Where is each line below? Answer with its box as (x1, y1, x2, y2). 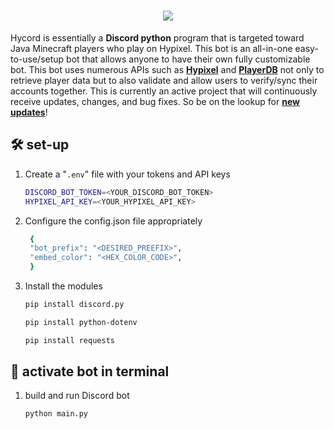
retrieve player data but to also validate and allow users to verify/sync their (10, 74, 318, 86)
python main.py (24, 409, 89, 419)
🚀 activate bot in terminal (10, 363, 170, 380)
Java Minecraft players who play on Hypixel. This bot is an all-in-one (10, 42, 293, 54)
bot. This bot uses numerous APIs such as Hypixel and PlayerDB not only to (10, 63, 325, 75)
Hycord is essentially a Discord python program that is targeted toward (10, 31, 305, 44)
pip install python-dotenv (24, 317, 138, 327)
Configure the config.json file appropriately (24, 215, 203, 227)
